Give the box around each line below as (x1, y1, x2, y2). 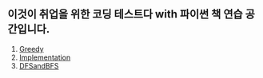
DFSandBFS (18, 60, 59, 70)
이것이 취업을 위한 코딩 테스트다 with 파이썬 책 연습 (7, 7, 243, 21)
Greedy (18, 44, 45, 53)
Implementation (18, 53, 71, 62)
